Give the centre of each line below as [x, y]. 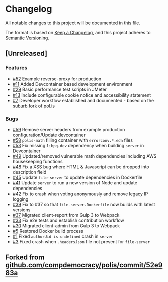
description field [29, 172]
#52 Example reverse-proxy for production [57, 79]
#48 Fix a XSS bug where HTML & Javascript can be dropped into [81, 167]
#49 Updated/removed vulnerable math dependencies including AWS [85, 156]
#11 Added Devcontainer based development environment [72, 84]
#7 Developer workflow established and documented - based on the [83, 100]
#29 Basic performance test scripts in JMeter [60, 89]
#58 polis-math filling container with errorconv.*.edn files [73, 140]
